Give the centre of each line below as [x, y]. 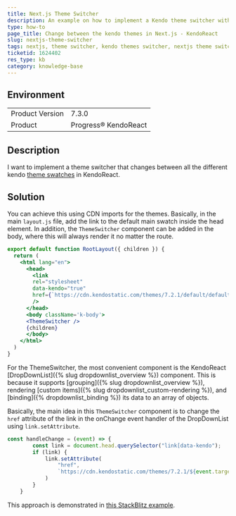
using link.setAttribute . [44, 426]
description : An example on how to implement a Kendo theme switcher [111, 20]
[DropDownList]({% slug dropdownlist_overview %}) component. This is [112, 375]
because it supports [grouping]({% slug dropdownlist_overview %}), [106, 382]
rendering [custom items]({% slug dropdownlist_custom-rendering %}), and [117, 390]
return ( [26, 256]
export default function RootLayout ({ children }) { [86, 250]
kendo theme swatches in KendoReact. [64, 175]
